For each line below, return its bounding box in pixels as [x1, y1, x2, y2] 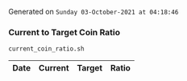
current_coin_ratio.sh [8, 45, 85, 53]
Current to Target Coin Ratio [8, 26, 121, 38]
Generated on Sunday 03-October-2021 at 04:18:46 [8, 7, 179, 16]
